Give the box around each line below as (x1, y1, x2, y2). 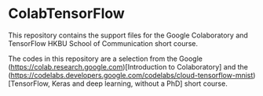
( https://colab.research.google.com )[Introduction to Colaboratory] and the (8, 62, 249, 71)
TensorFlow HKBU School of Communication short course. (8, 38, 199, 48)
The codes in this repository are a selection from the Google (8, 54, 203, 63)
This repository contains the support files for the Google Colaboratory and (8, 30, 249, 40)
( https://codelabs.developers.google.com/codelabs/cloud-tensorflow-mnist (8, 70, 254, 80)
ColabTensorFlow (8, 5, 126, 23)
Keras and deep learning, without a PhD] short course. (51, 79, 228, 88)
